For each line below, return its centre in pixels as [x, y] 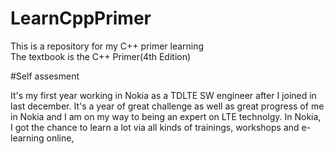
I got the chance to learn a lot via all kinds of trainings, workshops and [155, 127]
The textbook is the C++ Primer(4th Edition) [101, 56]
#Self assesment [45, 76]
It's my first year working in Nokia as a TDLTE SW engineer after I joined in [163, 95]
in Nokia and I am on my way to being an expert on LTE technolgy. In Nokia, [166, 116]
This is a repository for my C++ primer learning [107, 46]
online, [60, 138]
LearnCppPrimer [81, 18]
